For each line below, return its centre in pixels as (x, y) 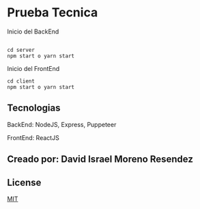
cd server (21, 50)
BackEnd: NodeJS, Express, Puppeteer (62, 124)
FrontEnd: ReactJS (33, 137)
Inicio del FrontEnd (33, 68)
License (24, 182)
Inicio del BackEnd (33, 31)
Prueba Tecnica (53, 13)
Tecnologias (34, 108)
